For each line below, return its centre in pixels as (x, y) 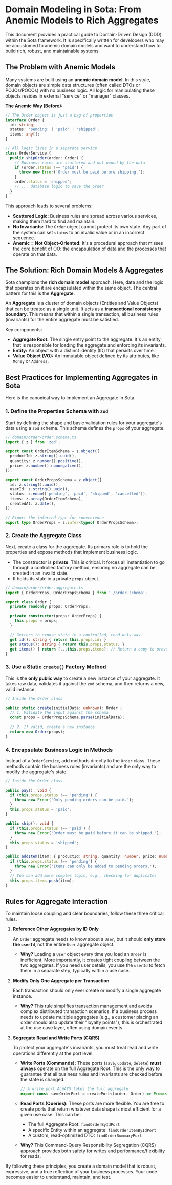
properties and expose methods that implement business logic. (72, 552)
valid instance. (20, 689)
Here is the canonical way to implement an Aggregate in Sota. (70, 398)
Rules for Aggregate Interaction (57, 901)
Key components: (24, 330)
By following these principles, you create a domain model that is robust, (81, 1166)
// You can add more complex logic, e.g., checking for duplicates (83, 876)
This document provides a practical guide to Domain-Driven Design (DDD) (83, 34)
